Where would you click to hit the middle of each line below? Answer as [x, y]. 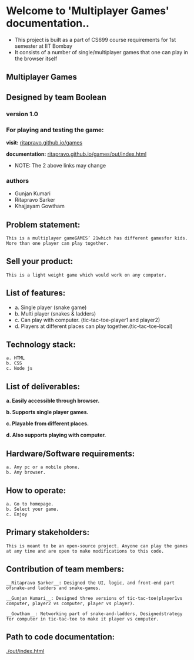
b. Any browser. [26, 472]
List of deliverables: [43, 387]
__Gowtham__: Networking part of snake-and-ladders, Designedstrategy [94, 614]
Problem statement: [43, 224]
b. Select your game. [33, 509]
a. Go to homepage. [30, 504]
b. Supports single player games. [47, 412]
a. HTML [16, 358]
